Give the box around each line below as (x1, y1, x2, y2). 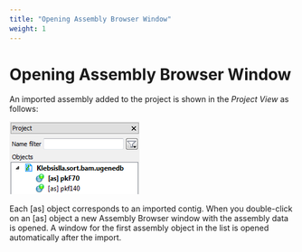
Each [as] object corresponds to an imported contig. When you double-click (9, 203, 293, 214)
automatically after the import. (9, 232, 122, 243)
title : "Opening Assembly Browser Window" (9, 14, 172, 23)
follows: (9, 104, 39, 115)
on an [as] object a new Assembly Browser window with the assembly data (9, 213, 289, 224)
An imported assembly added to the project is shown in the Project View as (9, 94, 289, 105)
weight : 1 (9, 23, 47, 33)
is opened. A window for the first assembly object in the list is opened (9, 222, 269, 234)
